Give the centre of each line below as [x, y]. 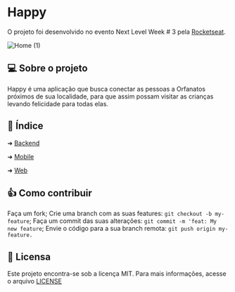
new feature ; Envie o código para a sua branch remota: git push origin [112, 229]
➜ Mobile [21, 156]
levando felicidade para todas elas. [58, 103]
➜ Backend [24, 143]
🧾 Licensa [29, 256]
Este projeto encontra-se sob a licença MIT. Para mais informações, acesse [117, 274]
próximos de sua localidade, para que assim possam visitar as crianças [110, 96]
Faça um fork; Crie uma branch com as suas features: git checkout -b [110, 214]
